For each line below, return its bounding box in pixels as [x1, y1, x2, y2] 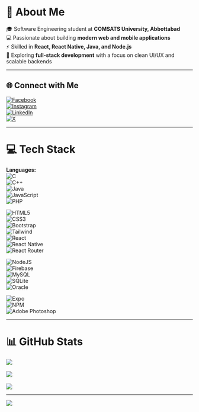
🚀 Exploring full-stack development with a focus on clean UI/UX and [6, 51, 175, 59]
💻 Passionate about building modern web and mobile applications [6, 34, 171, 41]
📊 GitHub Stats [6, 334, 84, 348]
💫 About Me [6, 5, 65, 19]
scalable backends [6, 57, 52, 65]
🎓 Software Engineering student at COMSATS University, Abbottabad [6, 25, 181, 32]
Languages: [6, 166, 37, 173]
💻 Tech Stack [6, 142, 76, 156]
